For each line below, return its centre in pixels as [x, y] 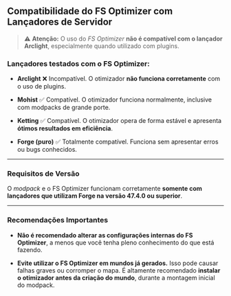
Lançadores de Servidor [60, 22]
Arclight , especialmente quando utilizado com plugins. [102, 46]
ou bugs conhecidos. [47, 150]
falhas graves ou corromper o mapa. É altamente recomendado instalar [119, 270]
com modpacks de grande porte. [64, 107]
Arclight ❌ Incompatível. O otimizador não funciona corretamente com [119, 79]
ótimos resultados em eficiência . [65, 128]
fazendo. [30, 249]
